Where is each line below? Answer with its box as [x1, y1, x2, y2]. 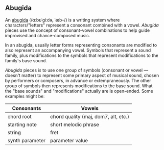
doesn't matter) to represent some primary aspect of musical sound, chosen [5, 72, 159, 78]
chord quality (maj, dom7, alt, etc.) [50, 113, 130, 120]
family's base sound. [5, 57, 47, 63]
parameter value [50, 137, 88, 144]
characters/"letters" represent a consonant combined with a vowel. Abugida [5, 22, 159, 28]
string [7, 129, 21, 136]
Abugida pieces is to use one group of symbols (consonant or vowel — [5, 67, 148, 73]
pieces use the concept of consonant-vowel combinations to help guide [5, 27, 150, 33]
